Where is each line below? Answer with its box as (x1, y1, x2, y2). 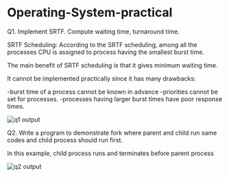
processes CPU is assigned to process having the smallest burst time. (7, 48, 204, 56)
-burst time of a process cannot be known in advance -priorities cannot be (7, 87, 218, 96)
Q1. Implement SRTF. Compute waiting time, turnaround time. (7, 27, 180, 36)
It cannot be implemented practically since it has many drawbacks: (7, 74, 196, 83)
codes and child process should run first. (7, 135, 123, 144)
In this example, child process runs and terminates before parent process (7, 149, 214, 157)
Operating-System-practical (7, 5, 173, 21)
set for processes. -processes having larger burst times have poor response (7, 94, 223, 103)
